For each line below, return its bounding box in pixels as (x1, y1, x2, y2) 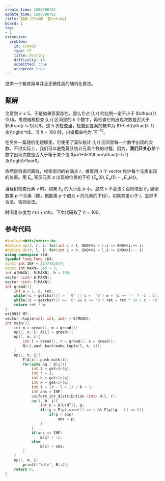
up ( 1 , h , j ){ (31, 398, 58, 403)
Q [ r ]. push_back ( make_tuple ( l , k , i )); (23, 343, 102, 348)
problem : (9, 39, 27, 44)
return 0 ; (14, 467, 34, 472)
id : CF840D (14, 44, 36, 49)
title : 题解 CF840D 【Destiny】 (5, 16, 69, 21)
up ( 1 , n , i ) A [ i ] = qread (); (14, 330, 74, 335)
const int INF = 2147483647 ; (5, 261, 65, 266)
